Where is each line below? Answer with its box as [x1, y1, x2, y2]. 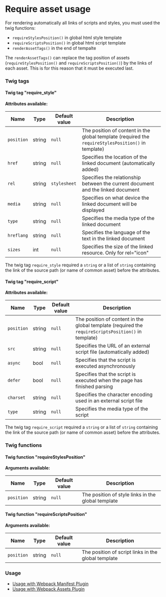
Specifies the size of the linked [82, 243, 153, 250]
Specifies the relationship [82, 174, 141, 181]
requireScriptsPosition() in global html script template [12, 40, 126, 45]
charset [7, 395, 26, 401]
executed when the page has [75, 377, 143, 384]
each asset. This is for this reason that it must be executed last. [5, 65, 134, 71]
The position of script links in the [82, 549, 158, 555]
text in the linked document [82, 235, 145, 242]
